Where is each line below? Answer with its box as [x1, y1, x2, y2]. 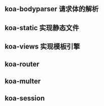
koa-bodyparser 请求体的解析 [5, 5, 99, 14]
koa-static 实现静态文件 [5, 23, 79, 32]
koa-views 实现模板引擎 [5, 42, 80, 51]
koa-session [5, 94, 45, 102]
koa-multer [5, 77, 41, 85]
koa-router [5, 60, 40, 68]
